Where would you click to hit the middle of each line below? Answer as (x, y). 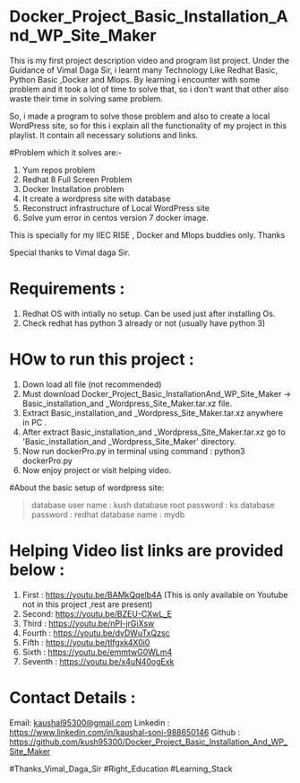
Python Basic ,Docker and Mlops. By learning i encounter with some (135, 79)
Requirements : (67, 289)
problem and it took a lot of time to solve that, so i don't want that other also (149, 89)
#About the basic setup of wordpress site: (87, 488)
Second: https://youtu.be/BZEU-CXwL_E (97, 613)
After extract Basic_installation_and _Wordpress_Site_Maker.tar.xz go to (154, 432)
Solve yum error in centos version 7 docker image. (115, 217)
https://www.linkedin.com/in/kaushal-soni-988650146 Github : (124, 732)
